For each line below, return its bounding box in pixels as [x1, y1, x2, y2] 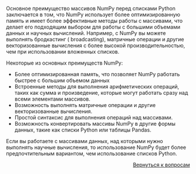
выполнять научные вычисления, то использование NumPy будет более [6, 144, 187, 151]
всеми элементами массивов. [14, 95, 90, 102]
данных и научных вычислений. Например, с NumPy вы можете [6, 30, 166, 37]
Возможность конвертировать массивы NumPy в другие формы [14, 120, 176, 127]
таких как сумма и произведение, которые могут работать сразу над [14, 90, 188, 96]
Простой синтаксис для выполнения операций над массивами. [14, 114, 173, 121]
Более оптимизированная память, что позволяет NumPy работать [14, 71, 180, 77]
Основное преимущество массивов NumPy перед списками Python [6, 5, 176, 12]
